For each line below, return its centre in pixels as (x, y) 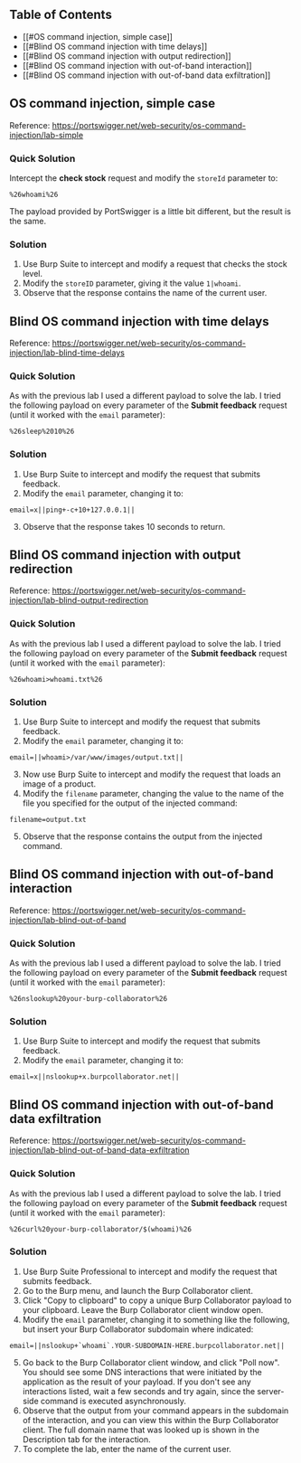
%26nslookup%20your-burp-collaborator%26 (89, 999)
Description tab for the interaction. (86, 1439)
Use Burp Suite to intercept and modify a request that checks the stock (155, 264)
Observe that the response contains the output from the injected (142, 836)
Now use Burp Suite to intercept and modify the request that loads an (151, 774)
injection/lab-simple (47, 135)
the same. (28, 221)
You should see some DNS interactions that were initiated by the (142, 1372)
